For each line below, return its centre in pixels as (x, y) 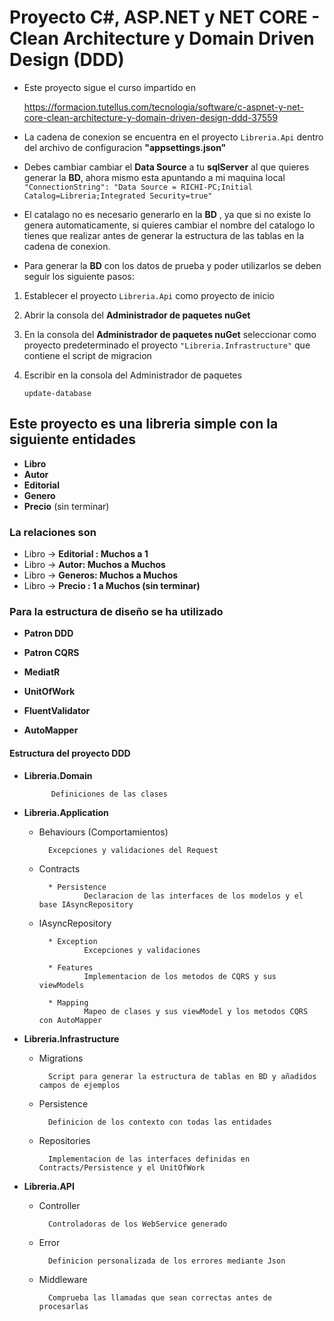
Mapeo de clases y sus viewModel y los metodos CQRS (196, 1011)
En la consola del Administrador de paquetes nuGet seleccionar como (170, 334)
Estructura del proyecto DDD (70, 753)
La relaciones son (53, 532)
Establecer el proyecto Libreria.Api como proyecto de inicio (149, 295)
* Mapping (68, 1002)
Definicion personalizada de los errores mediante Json (166, 1261)
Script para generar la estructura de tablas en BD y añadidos (182, 1076)
